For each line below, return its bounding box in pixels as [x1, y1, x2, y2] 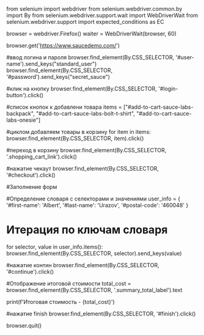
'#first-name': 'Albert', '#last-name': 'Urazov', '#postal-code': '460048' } [6, 202, 189, 208]
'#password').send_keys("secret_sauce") [6, 73, 111, 80]
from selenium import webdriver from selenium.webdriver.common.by [6, 6, 183, 12]
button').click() [6, 92, 44, 98]
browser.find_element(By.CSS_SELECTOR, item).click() [6, 134, 144, 142]
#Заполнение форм [6, 183, 57, 190]
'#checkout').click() [6, 171, 56, 179]
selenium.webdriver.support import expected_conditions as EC [6, 18, 164, 25]
